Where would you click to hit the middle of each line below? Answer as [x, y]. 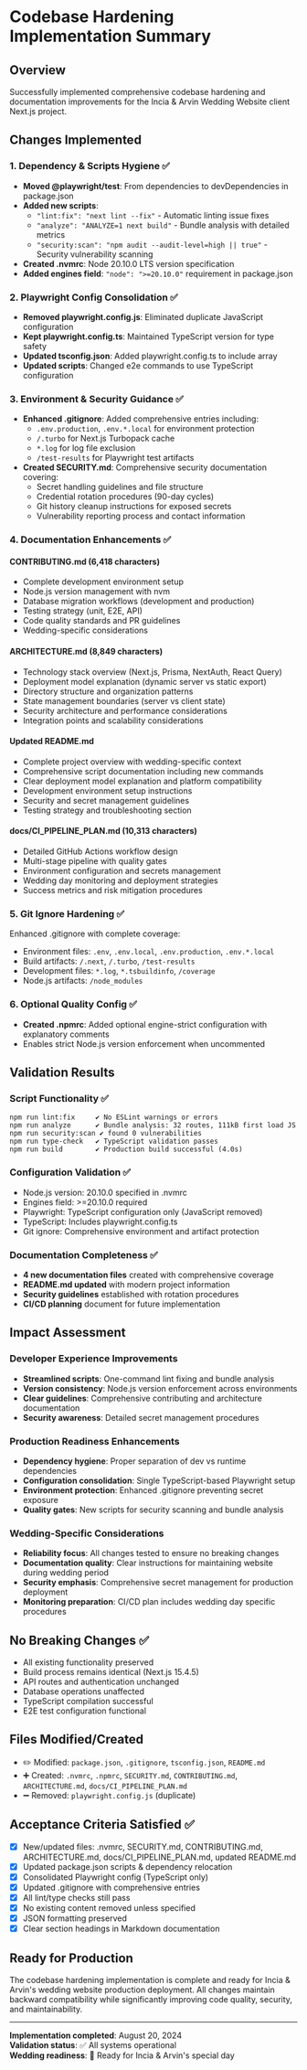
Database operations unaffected [83, 1691]
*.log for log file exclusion [86, 448]
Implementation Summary [111, 36]
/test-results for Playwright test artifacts [115, 458]
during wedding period [66, 1573]
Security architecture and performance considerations [125, 710]
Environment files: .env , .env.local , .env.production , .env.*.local [148, 952]
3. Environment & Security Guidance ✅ [97, 399]
